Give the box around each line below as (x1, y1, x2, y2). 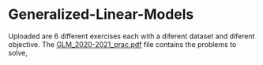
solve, (8, 48, 28, 57)
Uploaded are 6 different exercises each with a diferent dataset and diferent (8, 31, 255, 41)
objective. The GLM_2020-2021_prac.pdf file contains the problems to (8, 39, 237, 49)
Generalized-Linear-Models (8, 5, 194, 23)
